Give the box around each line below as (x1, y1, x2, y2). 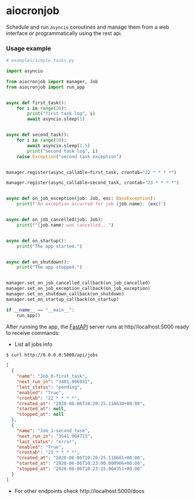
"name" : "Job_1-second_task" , (16, 427, 91, 434)
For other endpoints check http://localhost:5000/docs (14, 487, 145, 494)
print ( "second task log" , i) (27, 148, 98, 154)
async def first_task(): (6, 100, 67, 106)
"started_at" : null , (16, 406, 67, 412)
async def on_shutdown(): (6, 259, 69, 265)
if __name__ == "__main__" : (6, 307, 75, 313)
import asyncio (6, 69, 43, 74)
